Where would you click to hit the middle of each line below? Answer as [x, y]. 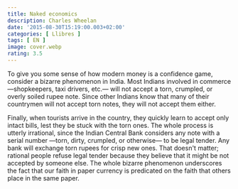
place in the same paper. [43, 178]
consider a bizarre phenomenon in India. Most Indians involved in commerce [119, 81]
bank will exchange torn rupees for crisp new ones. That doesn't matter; [113, 148]
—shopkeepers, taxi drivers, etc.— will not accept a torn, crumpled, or [110, 89]
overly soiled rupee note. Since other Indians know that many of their [108, 96]
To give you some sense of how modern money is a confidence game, [110, 74]
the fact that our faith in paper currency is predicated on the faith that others [119, 171]
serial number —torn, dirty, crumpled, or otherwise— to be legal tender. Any [118, 140]
